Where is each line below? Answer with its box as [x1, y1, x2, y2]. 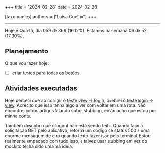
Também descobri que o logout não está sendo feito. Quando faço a [5, 122, 143, 128]
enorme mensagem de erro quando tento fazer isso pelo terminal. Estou [5, 132, 151, 139]
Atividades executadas [5, 84, 77, 93]
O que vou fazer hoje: [5, 60, 49, 66]
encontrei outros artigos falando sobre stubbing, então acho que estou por [5, 107, 156, 113]
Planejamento [5, 47, 49, 55]
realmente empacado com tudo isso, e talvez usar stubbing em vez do [5, 138, 147, 144]
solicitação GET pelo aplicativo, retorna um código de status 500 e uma [5, 127, 150, 133]
